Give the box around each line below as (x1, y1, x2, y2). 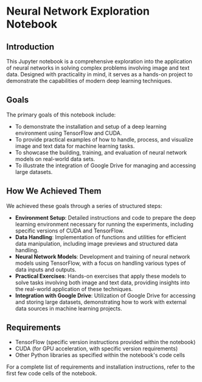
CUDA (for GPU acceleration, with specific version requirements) (15, 345, 178, 352)
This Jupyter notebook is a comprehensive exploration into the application (6, 58, 193, 65)
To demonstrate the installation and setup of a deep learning (15, 123, 167, 130)
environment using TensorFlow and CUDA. (15, 129, 122, 137)
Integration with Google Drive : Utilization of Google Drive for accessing (15, 292, 196, 299)
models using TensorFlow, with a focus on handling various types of (15, 259, 186, 267)
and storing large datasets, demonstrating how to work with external (15, 298, 187, 306)
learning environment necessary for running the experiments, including (15, 220, 193, 228)
